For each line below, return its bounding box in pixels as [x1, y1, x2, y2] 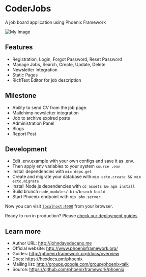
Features [5, 43, 33, 52]
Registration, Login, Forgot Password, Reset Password [12, 56, 122, 62]
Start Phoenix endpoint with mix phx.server [12, 194, 101, 200]
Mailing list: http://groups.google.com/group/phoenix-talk [12, 261, 129, 267]
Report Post [12, 131, 36, 137]
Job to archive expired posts [12, 115, 70, 121]
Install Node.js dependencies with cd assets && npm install [12, 183, 135, 189]
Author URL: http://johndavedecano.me [12, 240, 92, 246]
